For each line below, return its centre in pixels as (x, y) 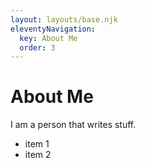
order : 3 (37, 47)
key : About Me (48, 38)
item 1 (37, 144)
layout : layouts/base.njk (64, 19)
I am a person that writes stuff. (73, 125)
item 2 (38, 155)
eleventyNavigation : (53, 29)
